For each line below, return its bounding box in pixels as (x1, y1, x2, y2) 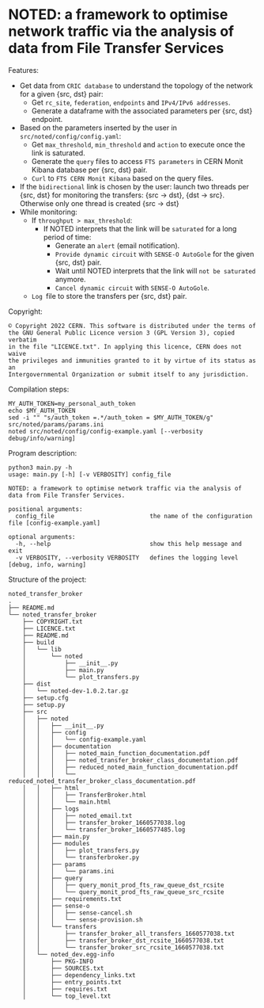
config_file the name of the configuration (15, 512, 253, 520)
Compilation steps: (8, 384, 70, 394)
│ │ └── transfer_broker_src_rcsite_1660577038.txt (22, 943, 224, 952)
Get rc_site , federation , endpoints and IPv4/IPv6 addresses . (31, 97, 231, 107)
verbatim (8, 335, 37, 344)
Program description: (8, 448, 77, 457)
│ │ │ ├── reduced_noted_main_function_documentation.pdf (22, 763, 239, 771)
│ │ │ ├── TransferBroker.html (22, 791, 147, 799)
